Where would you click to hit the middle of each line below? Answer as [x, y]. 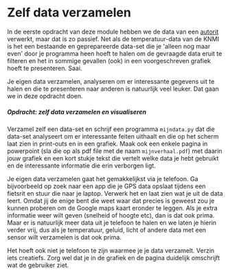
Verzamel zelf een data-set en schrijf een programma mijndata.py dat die [111, 129]
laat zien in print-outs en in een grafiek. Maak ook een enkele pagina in [107, 143]
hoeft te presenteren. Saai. [45, 68]
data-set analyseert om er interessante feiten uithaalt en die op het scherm [113, 136]
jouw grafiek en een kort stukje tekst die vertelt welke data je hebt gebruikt [113, 158]
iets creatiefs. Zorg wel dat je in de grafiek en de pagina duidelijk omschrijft [114, 257]
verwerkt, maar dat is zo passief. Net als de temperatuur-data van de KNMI [113, 38]
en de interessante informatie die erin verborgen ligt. [81, 165]
